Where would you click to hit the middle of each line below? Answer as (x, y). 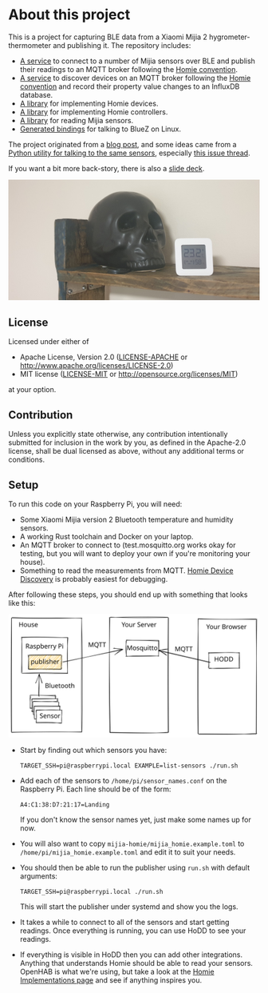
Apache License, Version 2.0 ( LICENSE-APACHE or (104, 357)
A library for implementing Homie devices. (89, 103)
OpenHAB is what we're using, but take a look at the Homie (117, 972)
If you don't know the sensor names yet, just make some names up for (135, 820)
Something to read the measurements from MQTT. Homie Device (126, 571)
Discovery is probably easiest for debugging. (94, 579)
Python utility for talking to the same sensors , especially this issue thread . (129, 153)
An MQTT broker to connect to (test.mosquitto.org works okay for (128, 545)
